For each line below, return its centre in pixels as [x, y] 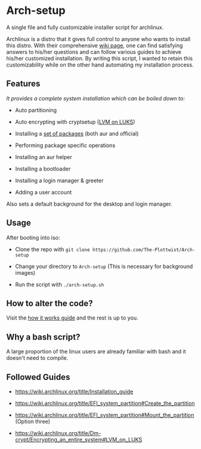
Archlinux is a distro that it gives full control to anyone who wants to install [98, 39]
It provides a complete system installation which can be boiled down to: [96, 98]
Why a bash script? [43, 337]
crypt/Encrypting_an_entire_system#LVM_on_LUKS [78, 440]
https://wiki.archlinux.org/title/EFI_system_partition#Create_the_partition [105, 403]
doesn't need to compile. [37, 358]
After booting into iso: [33, 237]
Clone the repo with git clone [53, 249]
